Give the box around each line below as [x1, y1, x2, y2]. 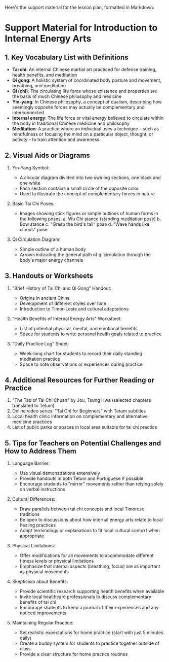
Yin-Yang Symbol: [12, 164, 50, 170]
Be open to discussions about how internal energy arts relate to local [19, 517, 163, 523]
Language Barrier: [12, 460, 50, 466]
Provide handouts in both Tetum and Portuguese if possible [19, 475, 144, 481]
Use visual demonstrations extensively [19, 470, 100, 476]
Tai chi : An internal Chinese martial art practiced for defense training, [12, 66, 157, 73]
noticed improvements [19, 610, 67, 616]
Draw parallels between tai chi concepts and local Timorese [19, 506, 145, 512]
